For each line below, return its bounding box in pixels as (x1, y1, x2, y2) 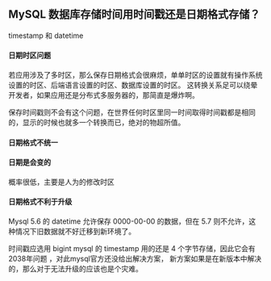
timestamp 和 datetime (8, 31, 84, 40)
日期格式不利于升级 (8, 197, 73, 207)
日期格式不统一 (8, 137, 58, 147)
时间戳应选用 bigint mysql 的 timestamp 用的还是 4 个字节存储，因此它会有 (8, 244, 256, 254)
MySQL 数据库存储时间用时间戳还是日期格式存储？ (8, 7, 261, 22)
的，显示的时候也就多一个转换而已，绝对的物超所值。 (8, 118, 186, 128)
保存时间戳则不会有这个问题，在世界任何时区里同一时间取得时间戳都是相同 (8, 107, 256, 117)
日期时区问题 (8, 51, 51, 61)
